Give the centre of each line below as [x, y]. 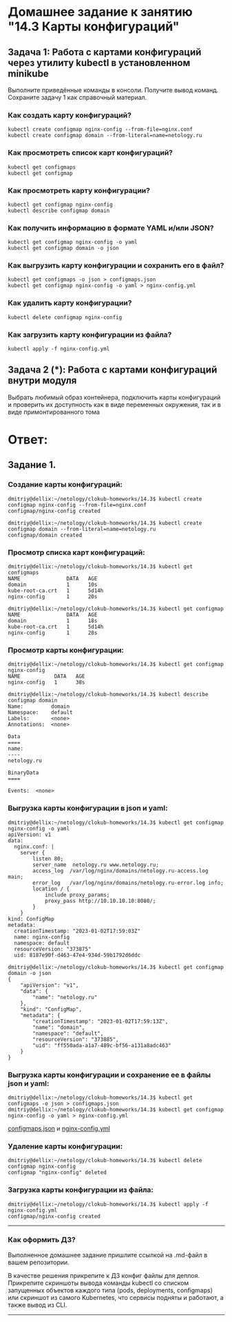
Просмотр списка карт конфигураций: [76, 552]
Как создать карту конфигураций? [70, 115]
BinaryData [23, 773]
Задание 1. [32, 465]
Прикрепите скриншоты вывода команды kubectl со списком [98, 1283]
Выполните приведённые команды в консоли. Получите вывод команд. [113, 90]
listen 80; [48, 859]
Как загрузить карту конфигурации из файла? [90, 335]
